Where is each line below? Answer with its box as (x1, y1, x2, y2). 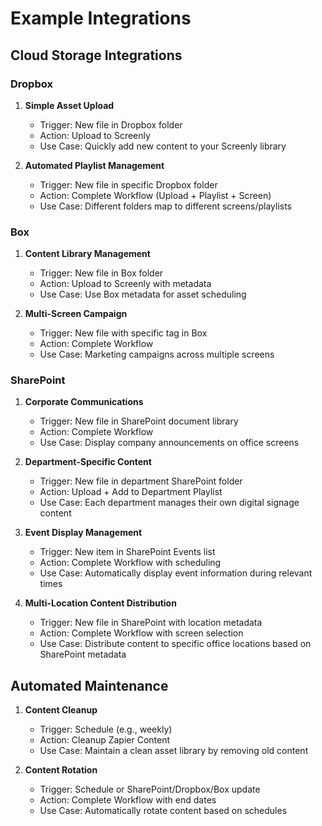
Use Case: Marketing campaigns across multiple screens (39, 348, 275, 361)
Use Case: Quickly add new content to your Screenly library (39, 140, 287, 152)
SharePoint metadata (39, 648, 127, 661)
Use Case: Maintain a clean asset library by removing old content (39, 745, 309, 757)
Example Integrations (10, 7, 192, 30)
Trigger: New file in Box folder (39, 267, 164, 279)
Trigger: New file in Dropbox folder (39, 118, 183, 131)
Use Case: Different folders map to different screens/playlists (39, 200, 292, 212)
